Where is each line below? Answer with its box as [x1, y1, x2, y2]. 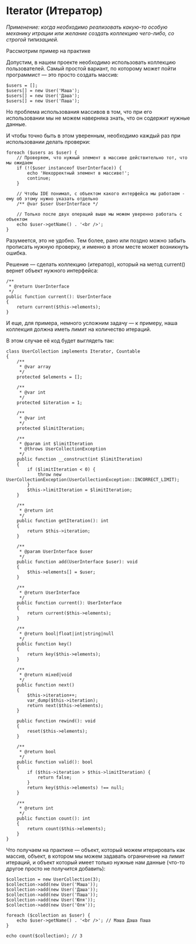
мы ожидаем [6, 160, 33, 165]
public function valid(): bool [16, 759, 93, 765]
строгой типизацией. [6, 36, 59, 43]
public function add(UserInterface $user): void [16, 559, 138, 564]
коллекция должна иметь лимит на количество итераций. [6, 326, 151, 333]
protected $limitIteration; [16, 425, 85, 431]
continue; [27, 175, 51, 181]
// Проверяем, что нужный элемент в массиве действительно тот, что [16, 154, 188, 161]
